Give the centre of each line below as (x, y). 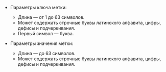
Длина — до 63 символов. (46, 53)
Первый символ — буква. (46, 33)
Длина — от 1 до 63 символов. (51, 17)
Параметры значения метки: (42, 43)
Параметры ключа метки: (38, 7)
